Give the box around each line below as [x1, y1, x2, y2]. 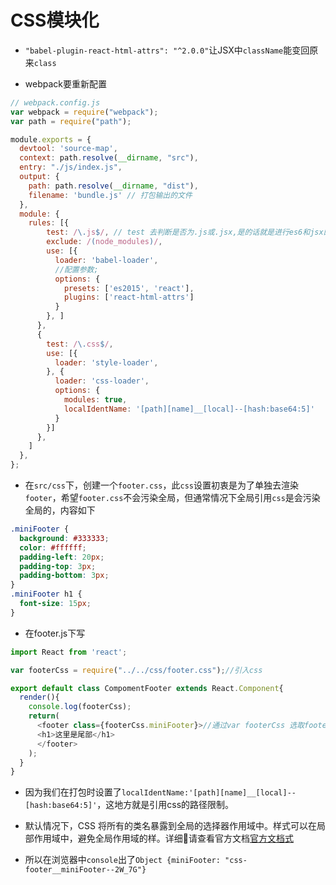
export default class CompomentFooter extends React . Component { [10, 683, 284, 693]
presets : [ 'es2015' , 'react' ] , [63, 283, 195, 293]
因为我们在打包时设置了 [24, 786, 122, 798]
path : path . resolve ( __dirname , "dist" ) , [28, 181, 199, 191]
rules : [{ [28, 218, 70, 228]
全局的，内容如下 [24, 504, 96, 516]
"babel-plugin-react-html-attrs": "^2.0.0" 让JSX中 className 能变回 [24, 44, 310, 56]
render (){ [19, 692, 60, 703]
